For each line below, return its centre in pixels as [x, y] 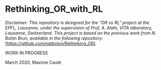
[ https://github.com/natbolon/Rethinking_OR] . [51, 43]
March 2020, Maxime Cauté [33, 62]
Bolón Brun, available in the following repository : [54, 38]
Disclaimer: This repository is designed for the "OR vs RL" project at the [77, 23]
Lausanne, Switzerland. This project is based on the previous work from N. [81, 33]
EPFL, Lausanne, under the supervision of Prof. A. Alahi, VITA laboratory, [79, 27]
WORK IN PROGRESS [26, 53]
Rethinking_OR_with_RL [54, 9]
